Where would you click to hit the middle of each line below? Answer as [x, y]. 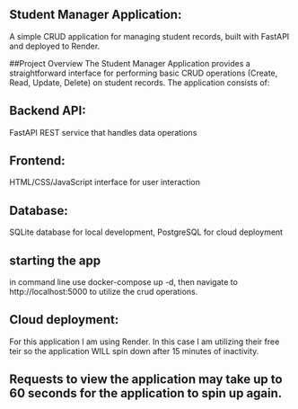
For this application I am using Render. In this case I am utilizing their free [145, 342]
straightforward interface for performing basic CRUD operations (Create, [144, 73]
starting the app [55, 260]
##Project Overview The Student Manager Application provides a [130, 63]
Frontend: [37, 161]
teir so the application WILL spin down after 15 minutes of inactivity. [134, 351]
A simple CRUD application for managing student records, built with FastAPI [149, 36]
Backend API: [48, 111]
